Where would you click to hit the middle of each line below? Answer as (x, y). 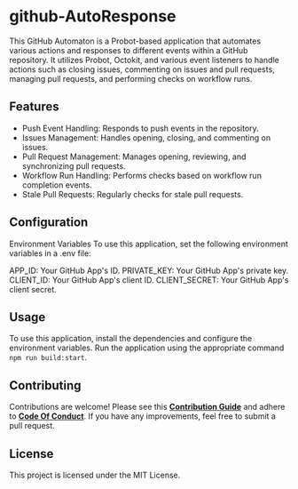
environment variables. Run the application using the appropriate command (147, 348)
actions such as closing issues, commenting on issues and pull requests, (142, 69)
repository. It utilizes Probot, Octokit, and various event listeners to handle (144, 60)
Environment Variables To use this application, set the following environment (149, 244)
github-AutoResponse (93, 16)
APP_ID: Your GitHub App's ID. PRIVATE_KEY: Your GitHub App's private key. (149, 270)
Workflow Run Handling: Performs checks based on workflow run (141, 175)
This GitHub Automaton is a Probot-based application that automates (135, 41)
